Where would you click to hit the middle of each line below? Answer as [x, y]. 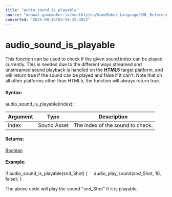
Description [113, 117]
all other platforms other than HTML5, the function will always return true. [83, 81]
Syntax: [14, 92]
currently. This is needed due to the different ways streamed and [74, 64]
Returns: [15, 139]
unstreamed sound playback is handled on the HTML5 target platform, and [84, 70]
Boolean [14, 150]
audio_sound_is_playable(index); [40, 104]
